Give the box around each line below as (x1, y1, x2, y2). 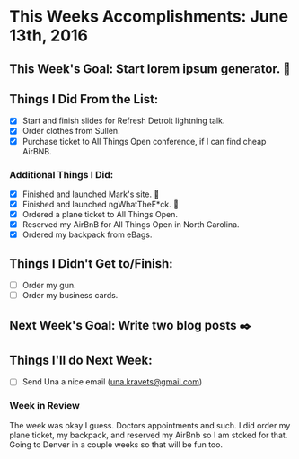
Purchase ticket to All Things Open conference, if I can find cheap (22, 136, 267, 146)
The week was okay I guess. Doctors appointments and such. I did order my (9, 419, 291, 430)
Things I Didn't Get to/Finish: (9, 256, 173, 271)
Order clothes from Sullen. (22, 126, 120, 137)
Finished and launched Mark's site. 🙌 (22, 189, 160, 199)
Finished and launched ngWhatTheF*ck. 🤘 (22, 199, 180, 209)
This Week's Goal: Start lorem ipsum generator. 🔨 (9, 61, 291, 76)
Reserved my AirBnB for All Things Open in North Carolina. (22, 219, 240, 230)
